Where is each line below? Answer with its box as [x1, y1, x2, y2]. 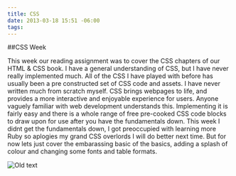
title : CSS [7, 10, 40, 18]
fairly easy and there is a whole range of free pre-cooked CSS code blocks [7, 109, 227, 118]
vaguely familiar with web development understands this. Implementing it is [7, 102, 229, 111]
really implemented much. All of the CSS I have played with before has [7, 72, 213, 80]
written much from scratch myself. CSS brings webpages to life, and [7, 87, 208, 96]
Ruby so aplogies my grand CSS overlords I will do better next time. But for [7, 132, 226, 141]
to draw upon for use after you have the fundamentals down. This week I [7, 117, 220, 126]
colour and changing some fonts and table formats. [7, 147, 158, 156]
